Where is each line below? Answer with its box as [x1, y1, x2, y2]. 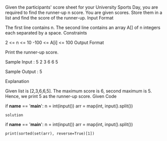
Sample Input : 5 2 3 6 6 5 [5, 59, 58, 64]
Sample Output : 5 [5, 68, 42, 74]
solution [5, 112, 23, 117]
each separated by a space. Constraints [5, 30, 87, 35]
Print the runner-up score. [5, 49, 59, 55]
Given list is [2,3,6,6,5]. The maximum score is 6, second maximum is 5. [5, 88, 152, 94]
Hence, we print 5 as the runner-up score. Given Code [5, 93, 117, 99]
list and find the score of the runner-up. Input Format [5, 15, 114, 20]
